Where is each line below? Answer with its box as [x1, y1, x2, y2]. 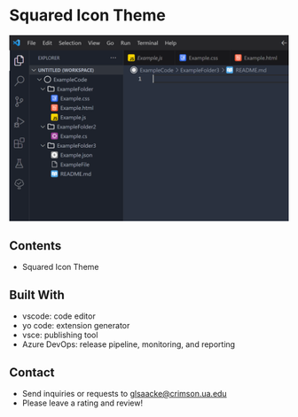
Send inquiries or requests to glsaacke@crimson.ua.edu [21, 389, 228, 399]
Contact [9, 365, 55, 380]
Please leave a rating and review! [21, 398, 144, 408]
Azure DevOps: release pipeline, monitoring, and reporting [21, 339, 236, 350]
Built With [9, 287, 65, 302]
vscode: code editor [21, 311, 96, 321]
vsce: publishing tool [21, 329, 98, 341]
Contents [9, 238, 62, 253]
